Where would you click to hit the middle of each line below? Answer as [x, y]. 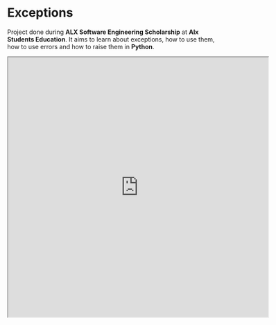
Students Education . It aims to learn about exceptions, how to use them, [111, 39]
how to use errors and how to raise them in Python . [81, 46]
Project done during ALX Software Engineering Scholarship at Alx [103, 32]
